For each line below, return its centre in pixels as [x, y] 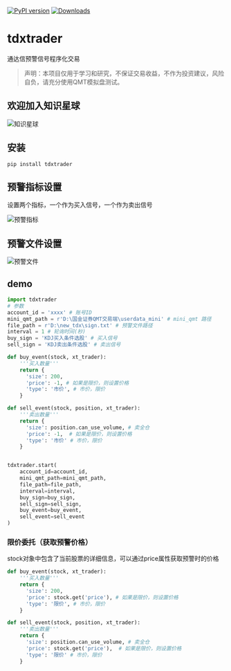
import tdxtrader [32, 300]
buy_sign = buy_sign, [48, 497]
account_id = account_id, [54, 472]
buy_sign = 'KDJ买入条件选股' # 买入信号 [62, 338]
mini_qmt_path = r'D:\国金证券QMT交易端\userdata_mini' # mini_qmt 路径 [110, 319]
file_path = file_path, [50, 484]
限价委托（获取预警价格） [50, 542]
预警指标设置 [35, 187]
